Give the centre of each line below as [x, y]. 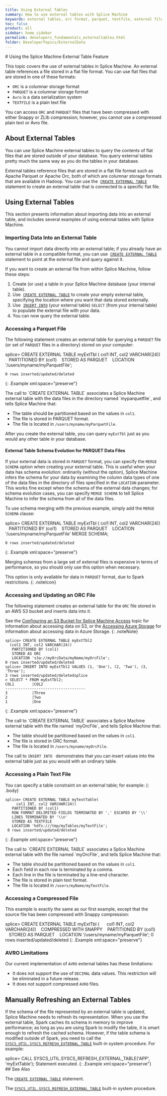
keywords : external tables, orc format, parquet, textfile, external [79, 19]
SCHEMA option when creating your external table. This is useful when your [80, 467]
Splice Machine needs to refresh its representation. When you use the [77, 1017]
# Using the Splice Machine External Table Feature [57, 56]
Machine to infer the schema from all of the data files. [60, 499]
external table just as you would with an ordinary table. [61, 761]
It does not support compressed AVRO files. [56, 984]
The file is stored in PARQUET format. [51, 418]
